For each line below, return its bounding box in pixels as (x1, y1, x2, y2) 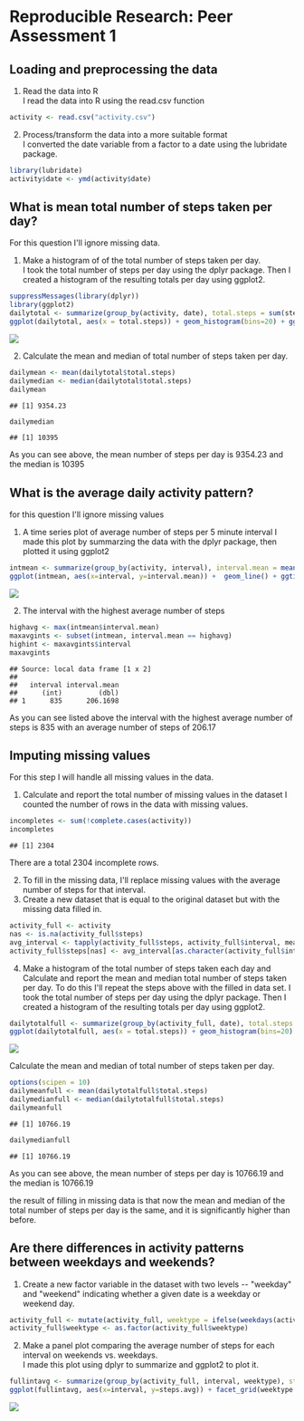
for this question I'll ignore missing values (9, 509, 165, 520)
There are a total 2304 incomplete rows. (9, 858, 160, 869)
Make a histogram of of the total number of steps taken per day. (22, 255, 261, 266)
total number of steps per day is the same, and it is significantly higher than (9, 1205, 291, 1215)
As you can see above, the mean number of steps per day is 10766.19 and (9, 1167, 284, 1178)
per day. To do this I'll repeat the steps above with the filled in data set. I (22, 982, 291, 993)
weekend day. (22, 1298, 75, 1309)
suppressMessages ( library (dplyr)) (9, 292, 140, 301)
